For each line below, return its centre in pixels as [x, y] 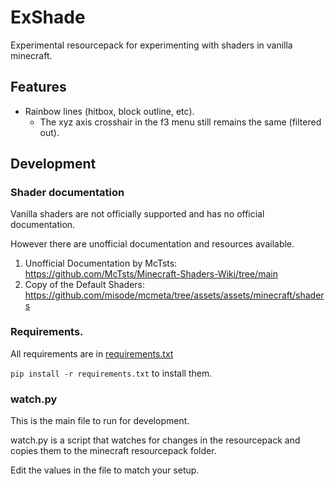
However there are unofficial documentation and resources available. [152, 244]
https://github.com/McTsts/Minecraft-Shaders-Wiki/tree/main [151, 274]
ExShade [48, 17]
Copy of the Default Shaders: [85, 285]
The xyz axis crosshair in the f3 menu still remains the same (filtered [180, 122]
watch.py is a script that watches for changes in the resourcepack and [155, 440]
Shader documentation [67, 193]
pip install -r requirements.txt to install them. [111, 373]
